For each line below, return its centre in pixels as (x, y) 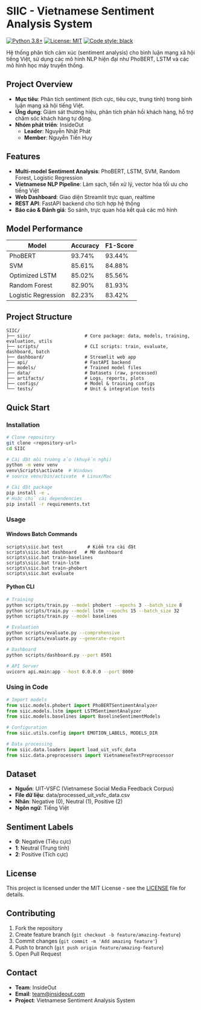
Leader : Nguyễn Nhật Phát (57, 131)
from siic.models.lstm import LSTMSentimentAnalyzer (74, 711)
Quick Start (28, 408)
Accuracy (85, 246)
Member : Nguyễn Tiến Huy (58, 137)
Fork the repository (39, 928)
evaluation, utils (29, 341)
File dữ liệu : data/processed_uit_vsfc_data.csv (72, 795)
